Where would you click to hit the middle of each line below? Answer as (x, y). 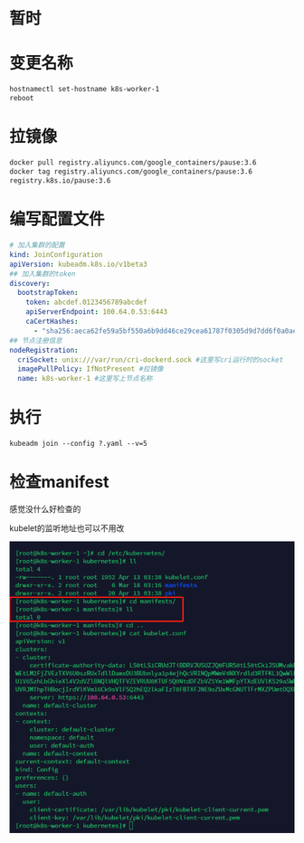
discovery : (30, 283)
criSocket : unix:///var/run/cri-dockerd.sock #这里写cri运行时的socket (151, 360)
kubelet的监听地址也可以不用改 (67, 528)
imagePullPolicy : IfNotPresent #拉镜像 (90, 369)
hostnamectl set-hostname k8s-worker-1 (85, 90)
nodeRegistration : (44, 350)
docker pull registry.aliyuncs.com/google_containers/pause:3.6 (133, 163)
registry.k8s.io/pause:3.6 (60, 181)
